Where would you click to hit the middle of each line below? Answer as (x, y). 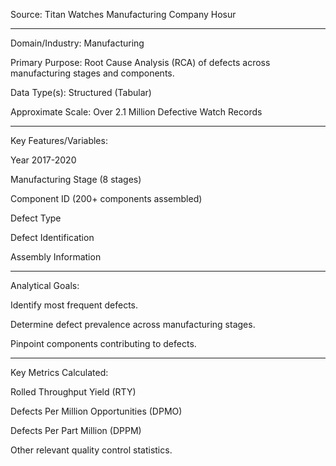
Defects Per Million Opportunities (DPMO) (96, 411)
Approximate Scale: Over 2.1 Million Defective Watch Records (136, 112)
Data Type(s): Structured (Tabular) (81, 92)
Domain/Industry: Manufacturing (77, 43)
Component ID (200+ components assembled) (106, 198)
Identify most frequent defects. (74, 305)
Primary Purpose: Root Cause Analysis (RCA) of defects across (140, 62)
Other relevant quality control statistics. (91, 450)
